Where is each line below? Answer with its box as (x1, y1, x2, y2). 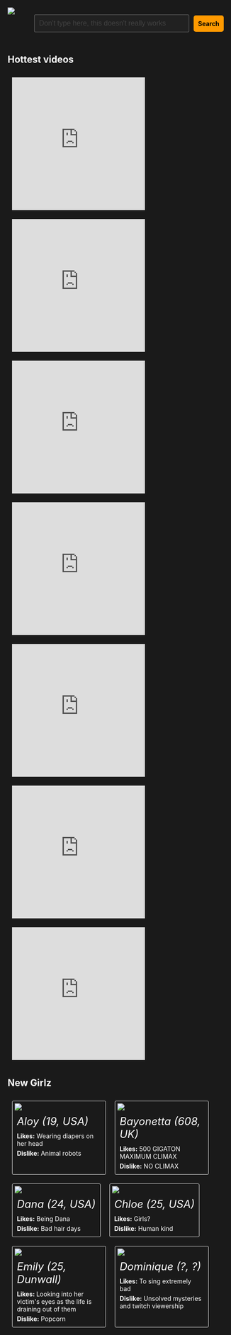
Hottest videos (7, 54, 74, 66)
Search (198, 19, 220, 28)
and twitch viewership (119, 1302, 184, 1310)
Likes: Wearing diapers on (16, 1132, 94, 1140)
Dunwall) (16, 1272, 62, 1286)
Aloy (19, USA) (16, 1114, 89, 1128)
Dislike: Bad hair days (16, 1224, 81, 1232)
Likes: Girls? (113, 1214, 151, 1223)
